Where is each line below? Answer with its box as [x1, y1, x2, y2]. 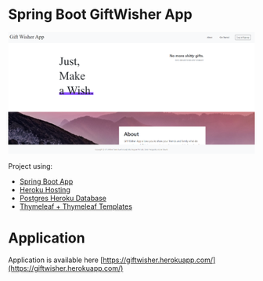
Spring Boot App [19, 177, 74, 186]
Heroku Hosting [19, 184, 70, 194]
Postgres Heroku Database [19, 193, 107, 203]
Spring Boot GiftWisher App [8, 5, 193, 24]
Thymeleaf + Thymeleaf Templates [19, 202, 133, 211]
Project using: [8, 161, 53, 170]
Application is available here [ [8, 255, 103, 265]
